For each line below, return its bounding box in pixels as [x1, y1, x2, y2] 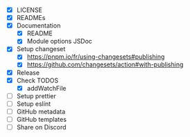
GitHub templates [16, 115, 67, 123]
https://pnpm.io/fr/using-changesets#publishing [26, 53, 165, 61]
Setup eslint [16, 100, 51, 108]
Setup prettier [16, 91, 57, 100]
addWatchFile [26, 84, 67, 92]
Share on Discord [16, 122, 67, 131]
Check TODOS [16, 76, 59, 84]
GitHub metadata [16, 107, 66, 116]
